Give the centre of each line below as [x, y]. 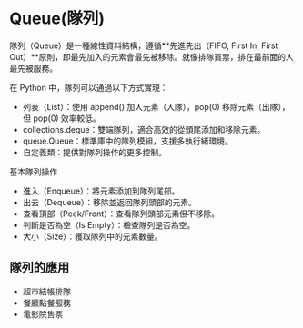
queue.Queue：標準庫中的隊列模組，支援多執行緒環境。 [128, 141]
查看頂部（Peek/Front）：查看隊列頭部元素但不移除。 [121, 214]
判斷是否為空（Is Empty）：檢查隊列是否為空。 [109, 224]
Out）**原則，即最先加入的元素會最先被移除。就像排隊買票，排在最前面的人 [151, 56]
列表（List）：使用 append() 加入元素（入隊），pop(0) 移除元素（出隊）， [156, 106]
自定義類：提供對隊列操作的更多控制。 [94, 152]
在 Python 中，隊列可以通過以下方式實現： [89, 87]
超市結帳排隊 [46, 291]
